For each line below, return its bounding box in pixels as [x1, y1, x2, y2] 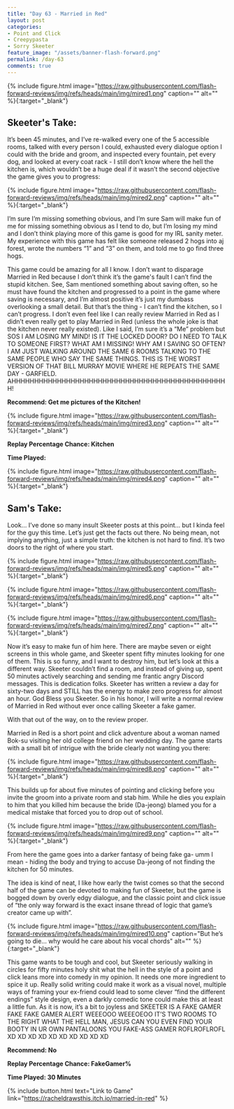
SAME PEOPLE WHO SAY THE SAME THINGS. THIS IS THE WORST [7, 354, 201, 363]
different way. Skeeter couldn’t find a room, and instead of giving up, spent [7, 665, 223, 673]
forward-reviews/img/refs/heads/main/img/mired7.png [7, 621, 164, 630]
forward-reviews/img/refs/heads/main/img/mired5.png [7, 565, 166, 573]
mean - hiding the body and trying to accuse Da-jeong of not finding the [7, 857, 215, 866]
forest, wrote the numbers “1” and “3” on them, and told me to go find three [7, 244, 224, 253]
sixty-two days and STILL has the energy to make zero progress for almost [7, 687, 222, 696]
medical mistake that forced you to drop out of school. [7, 808, 163, 817]
